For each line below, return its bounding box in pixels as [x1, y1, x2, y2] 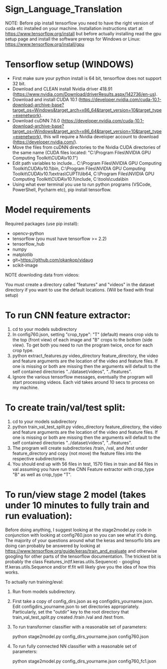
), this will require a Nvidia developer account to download [39, 133, 159, 139]
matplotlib [12, 251, 33, 258]
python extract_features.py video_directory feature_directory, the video [12, 352, 159, 358]
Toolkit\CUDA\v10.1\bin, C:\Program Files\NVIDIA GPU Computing [12, 165, 146, 171]
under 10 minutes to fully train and [5, 499, 150, 511]
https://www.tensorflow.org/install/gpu [5, 41, 84, 47]
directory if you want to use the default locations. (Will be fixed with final [5, 287, 154, 293]
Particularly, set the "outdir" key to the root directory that [12, 609, 129, 615]
